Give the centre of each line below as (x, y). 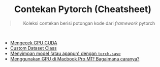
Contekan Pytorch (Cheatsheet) (83, 9)
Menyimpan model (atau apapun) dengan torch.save (65, 53)
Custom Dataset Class (33, 48)
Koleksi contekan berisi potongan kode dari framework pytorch (89, 23)
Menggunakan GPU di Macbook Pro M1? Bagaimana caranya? (75, 58)
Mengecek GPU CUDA (34, 43)
